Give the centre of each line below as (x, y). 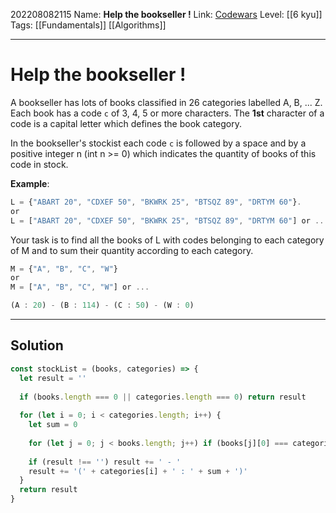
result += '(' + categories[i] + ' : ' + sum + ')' (138, 471)
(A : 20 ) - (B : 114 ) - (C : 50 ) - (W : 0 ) (102, 305)
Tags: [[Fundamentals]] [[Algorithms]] (88, 25)
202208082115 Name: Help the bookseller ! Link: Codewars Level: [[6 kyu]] (166, 14)
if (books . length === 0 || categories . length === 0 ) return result (163, 397)
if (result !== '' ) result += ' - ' (105, 462)
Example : (30, 183)
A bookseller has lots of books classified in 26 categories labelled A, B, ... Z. (166, 102)
